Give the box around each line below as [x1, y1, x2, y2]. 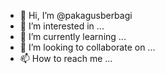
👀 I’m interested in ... [19, 20, 105, 32]
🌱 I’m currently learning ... [19, 31, 127, 42]
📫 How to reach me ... [19, 53, 113, 64]
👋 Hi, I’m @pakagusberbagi [19, 10, 133, 21]
